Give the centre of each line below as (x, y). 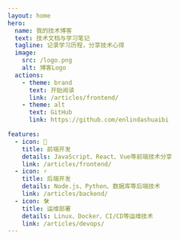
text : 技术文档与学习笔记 (52, 38)
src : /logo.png (47, 61)
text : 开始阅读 (52, 90)
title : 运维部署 (46, 209)
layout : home (29, 16)
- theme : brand (47, 82)
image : (26, 53)
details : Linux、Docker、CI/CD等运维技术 (88, 216)
